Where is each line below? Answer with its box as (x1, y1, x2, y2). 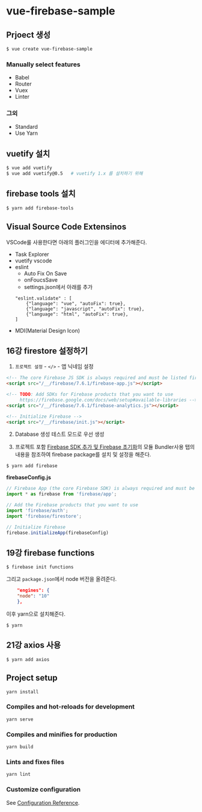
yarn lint (6, 772, 31, 778)
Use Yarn (14, 129, 38, 137)
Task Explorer (14, 250, 49, 258)
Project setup (6, 673, 58, 683)
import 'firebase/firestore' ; (6, 513, 82, 519)
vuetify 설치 (6, 149, 50, 159)
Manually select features (6, 60, 81, 69)
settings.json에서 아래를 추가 (23, 283, 93, 290)
